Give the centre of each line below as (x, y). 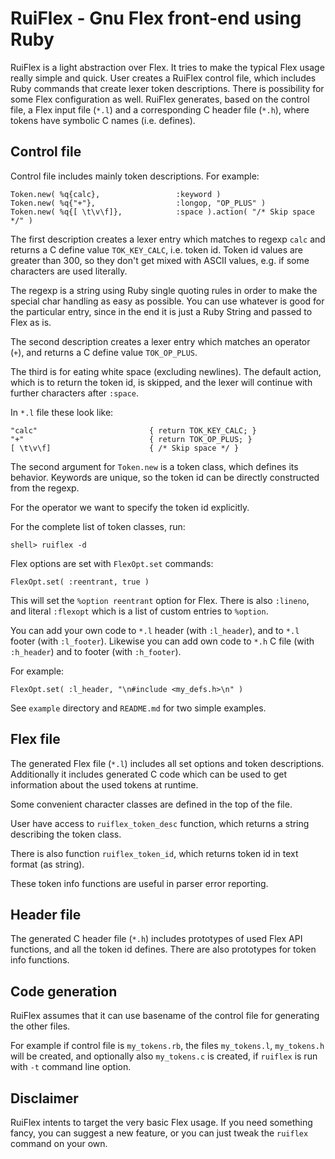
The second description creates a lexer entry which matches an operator (160, 341)
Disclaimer (44, 1098)
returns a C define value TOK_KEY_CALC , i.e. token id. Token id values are (157, 249)
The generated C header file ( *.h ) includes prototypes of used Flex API (156, 939)
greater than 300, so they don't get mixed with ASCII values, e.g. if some (160, 260)
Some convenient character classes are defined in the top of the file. (151, 804)
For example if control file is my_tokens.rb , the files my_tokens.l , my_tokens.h (167, 1046)
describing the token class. (66, 834)
